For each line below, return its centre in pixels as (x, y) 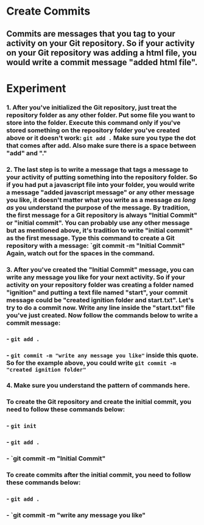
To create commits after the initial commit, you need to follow (99, 474)
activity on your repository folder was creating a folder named (100, 284)
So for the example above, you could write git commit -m (91, 363)
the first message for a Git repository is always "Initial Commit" (102, 215)
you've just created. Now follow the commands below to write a (102, 315)
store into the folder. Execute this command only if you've (93, 122)
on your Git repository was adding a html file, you (101, 53)
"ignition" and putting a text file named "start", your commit (97, 292)
